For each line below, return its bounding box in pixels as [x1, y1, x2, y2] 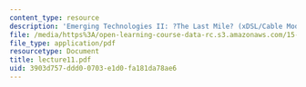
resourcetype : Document [9, 47, 100, 56]
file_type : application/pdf [9, 38, 117, 48]
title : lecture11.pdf [9, 55, 92, 64]
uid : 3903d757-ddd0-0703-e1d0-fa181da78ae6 [9, 64, 178, 73]
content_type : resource [9, 13, 100, 23]
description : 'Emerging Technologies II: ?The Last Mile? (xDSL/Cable [9, 22, 283, 31]
